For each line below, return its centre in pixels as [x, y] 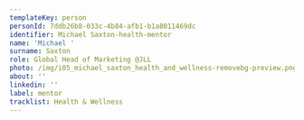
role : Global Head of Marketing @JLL [81, 60]
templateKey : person [48, 18]
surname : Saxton [40, 51]
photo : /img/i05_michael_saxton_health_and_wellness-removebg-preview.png [153, 69]
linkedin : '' [34, 85]
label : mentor [36, 93]
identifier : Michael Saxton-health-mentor [90, 34]
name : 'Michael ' [42, 43]
